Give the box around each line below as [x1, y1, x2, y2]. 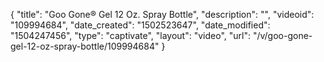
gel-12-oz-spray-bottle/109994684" [10, 40, 160, 52]
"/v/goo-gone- [252, 30, 313, 41]
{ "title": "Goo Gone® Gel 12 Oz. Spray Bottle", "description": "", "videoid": [10, 9, 315, 20]
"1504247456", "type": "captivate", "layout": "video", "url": [10, 30, 251, 41]
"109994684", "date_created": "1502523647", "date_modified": [10, 19, 271, 31]
